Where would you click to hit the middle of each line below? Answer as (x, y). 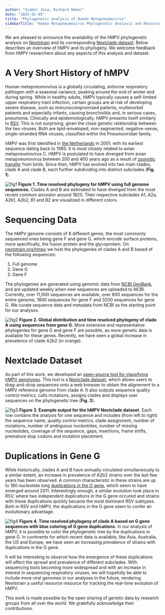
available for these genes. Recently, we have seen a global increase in (76, 336)
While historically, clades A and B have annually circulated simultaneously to (82, 470)
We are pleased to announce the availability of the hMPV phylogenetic (76, 37)
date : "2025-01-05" (25, 14)
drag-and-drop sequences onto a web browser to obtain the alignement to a (82, 385)
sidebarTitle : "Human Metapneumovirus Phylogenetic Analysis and (73, 23)
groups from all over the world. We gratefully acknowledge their (70, 603)
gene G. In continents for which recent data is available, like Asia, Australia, (81, 537)
